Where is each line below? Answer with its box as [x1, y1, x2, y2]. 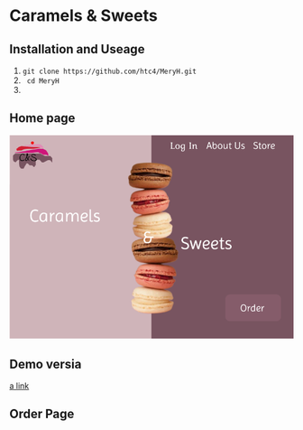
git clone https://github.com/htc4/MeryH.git [22, 67, 197, 76]
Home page [9, 110, 76, 126]
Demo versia [9, 356, 82, 371]
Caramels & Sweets [9, 5, 158, 26]
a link [9, 380, 30, 391]
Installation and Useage [9, 42, 145, 57]
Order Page [9, 407, 75, 422]
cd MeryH [26, 77, 60, 86]
